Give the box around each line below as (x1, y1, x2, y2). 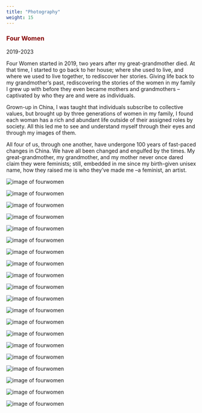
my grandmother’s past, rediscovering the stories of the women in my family (6, 79, 196, 86)
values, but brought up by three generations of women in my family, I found (6, 110, 194, 117)
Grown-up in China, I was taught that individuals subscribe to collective (6, 103, 184, 110)
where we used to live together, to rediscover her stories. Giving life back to (6, 72, 195, 80)
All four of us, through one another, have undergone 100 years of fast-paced (6, 140, 196, 148)
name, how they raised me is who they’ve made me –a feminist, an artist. (6, 166, 187, 174)
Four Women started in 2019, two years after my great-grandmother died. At (6, 60, 195, 67)
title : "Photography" (6, 8, 61, 15)
